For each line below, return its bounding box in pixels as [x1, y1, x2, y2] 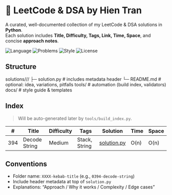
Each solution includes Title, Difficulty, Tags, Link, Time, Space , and [5, 32, 151, 38]
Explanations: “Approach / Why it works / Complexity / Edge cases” [12, 184, 155, 190]
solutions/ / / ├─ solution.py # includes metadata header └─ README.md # [5, 76, 161, 82]
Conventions [5, 159, 48, 168]
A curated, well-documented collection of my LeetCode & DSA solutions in [5, 21, 162, 28]
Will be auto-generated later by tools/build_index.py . [17, 115, 132, 121]
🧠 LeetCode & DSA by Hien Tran [5, 5, 142, 16]
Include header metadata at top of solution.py [12, 179, 112, 185]
